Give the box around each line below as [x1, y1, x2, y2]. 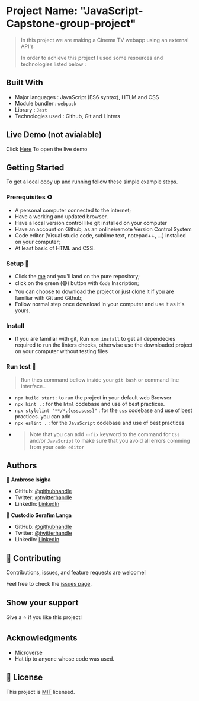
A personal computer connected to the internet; [14, 207, 131, 214]
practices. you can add [14, 413, 71, 420]
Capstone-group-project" [6, 17, 136, 30]
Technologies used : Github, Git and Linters [14, 112, 120, 119]
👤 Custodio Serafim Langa [6, 512, 72, 519]
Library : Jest [14, 106, 47, 113]
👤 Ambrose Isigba [6, 476, 52, 483]
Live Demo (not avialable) [6, 129, 102, 140]
